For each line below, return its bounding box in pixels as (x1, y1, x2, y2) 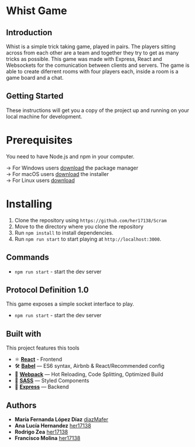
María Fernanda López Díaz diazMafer (14, 415, 108, 423)
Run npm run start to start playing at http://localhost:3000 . (14, 235, 162, 242)
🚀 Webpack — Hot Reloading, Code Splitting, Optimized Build (14, 371, 164, 378)
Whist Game (6, 4, 67, 18)
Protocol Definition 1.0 (6, 285, 89, 294)
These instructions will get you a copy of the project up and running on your (6, 107, 189, 114)
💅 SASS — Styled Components (14, 377, 90, 384)
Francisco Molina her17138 (14, 434, 81, 441)
